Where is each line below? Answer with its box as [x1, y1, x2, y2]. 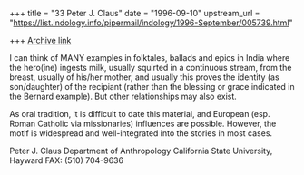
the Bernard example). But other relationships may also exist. [9, 91, 238, 102]
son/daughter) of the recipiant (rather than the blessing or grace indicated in [9, 82, 295, 92]
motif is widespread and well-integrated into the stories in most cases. [9, 128, 273, 139]
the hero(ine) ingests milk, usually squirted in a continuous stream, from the [9, 63, 292, 73]
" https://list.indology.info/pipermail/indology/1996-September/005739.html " [9, 17, 293, 28]
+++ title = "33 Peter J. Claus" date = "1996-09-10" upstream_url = [9, 8, 260, 18]
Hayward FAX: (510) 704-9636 [9, 155, 124, 166]
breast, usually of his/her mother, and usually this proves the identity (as [9, 72, 279, 83]
